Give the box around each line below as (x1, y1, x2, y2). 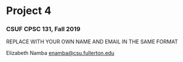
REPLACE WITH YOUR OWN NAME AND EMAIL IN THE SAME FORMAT (6, 38, 178, 45)
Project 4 (6, 4, 52, 18)
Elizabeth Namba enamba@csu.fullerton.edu (6, 50, 115, 57)
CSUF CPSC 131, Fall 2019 (6, 25, 81, 33)
